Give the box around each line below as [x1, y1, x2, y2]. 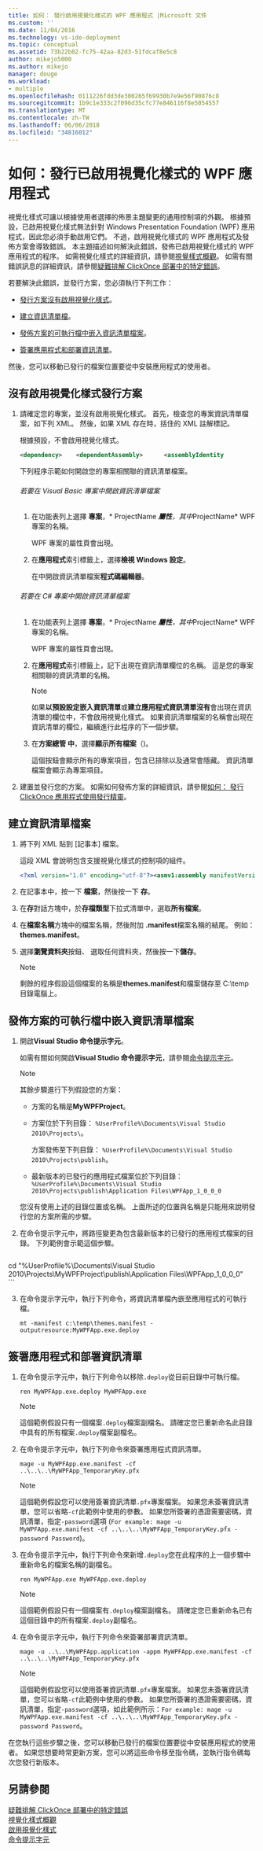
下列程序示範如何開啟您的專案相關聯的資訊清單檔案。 [19, 466, 192, 476]
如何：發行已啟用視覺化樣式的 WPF [8, 164, 236, 183]
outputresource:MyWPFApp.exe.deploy [19, 1326, 140, 1334]
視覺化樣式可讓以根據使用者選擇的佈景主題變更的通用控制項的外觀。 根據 [8, 212, 244, 221]
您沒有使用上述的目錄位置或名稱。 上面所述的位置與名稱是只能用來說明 [19, 1202, 249, 1211]
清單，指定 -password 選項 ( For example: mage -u [26, 1516, 182, 1526]
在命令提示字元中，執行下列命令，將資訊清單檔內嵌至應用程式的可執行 [19, 1294, 247, 1303]
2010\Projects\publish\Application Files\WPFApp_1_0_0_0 [31, 1187, 222, 1196]
